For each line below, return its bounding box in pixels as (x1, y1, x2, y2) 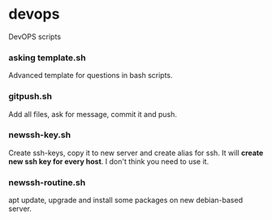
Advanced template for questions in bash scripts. (8, 71, 173, 80)
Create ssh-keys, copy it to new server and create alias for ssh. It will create (8, 148, 264, 157)
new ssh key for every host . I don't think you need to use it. (8, 156, 209, 166)
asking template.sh (8, 52, 87, 63)
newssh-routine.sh (8, 176, 86, 188)
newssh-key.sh (8, 129, 71, 140)
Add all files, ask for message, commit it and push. (8, 109, 177, 119)
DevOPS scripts (8, 32, 62, 41)
